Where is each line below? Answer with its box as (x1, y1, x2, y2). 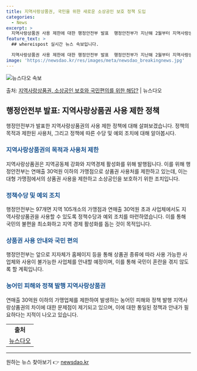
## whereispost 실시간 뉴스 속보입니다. (11, 42, 99, 48)
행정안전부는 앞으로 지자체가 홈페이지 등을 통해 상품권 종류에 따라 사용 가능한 (6, 251, 182, 258)
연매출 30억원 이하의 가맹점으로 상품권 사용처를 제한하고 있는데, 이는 (31, 168, 188, 175)
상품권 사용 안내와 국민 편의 (6, 236, 79, 245)
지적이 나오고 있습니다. (26, 311, 79, 318)
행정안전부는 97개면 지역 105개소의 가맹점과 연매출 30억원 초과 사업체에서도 (6, 206, 181, 213)
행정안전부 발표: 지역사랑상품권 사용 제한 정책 (6, 106, 160, 116)
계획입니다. (18, 266, 44, 273)
